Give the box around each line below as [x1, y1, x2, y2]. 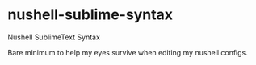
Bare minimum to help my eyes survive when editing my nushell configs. [7, 47, 248, 57]
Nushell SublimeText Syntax [7, 32, 100, 42]
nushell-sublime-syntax [7, 6, 174, 24]
